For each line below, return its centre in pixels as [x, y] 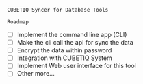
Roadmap [18, 22]
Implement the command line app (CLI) [72, 35]
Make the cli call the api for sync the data [75, 43]
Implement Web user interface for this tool [77, 66]
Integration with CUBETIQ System [65, 58]
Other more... [36, 74]
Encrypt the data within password [64, 50]
